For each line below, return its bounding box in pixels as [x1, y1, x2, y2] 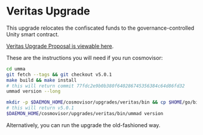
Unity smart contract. [6, 30, 59, 38]
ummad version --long [6, 88, 61, 94]
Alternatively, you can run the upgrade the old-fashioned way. [6, 121, 161, 128]
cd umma [6, 65, 26, 72]
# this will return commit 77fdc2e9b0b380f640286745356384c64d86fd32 [6, 83, 185, 89]
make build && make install [6, 77, 77, 83]
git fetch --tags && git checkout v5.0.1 [6, 71, 112, 77]
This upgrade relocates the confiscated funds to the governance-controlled [6, 24, 195, 31]
